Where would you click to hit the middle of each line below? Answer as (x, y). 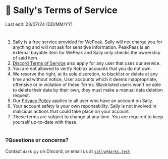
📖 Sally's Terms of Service (61, 10)
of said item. (25, 58)
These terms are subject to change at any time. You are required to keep (88, 117)
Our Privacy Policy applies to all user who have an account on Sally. (83, 101)
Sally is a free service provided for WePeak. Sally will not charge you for (87, 42)
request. (21, 96)
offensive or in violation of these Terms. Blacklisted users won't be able (87, 85)
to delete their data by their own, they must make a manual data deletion (88, 90)
